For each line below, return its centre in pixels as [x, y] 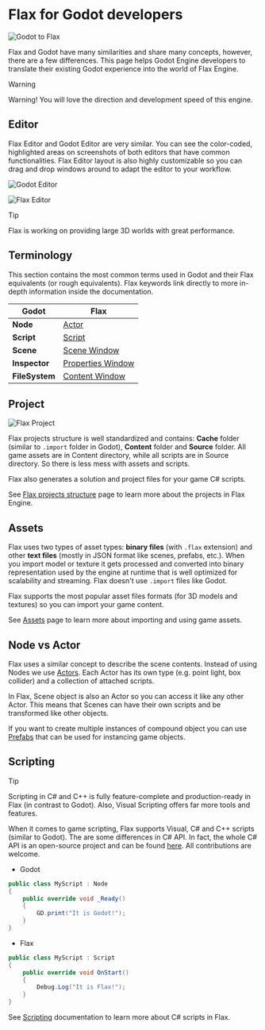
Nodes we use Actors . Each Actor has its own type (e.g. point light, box [125, 673]
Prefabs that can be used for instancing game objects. [97, 737]
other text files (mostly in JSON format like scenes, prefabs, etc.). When [127, 555]
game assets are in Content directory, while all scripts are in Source [119, 455]
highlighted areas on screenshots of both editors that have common [119, 152]
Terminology [40, 256]
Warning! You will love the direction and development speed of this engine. [131, 99]
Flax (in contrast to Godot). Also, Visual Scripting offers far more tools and [129, 805]
